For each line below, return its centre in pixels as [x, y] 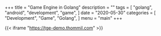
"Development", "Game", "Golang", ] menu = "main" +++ [64, 18]
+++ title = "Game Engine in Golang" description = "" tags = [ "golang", [78, 7]
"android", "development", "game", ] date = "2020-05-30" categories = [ [80, 13]
